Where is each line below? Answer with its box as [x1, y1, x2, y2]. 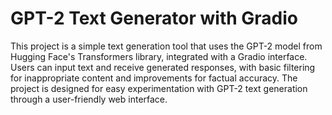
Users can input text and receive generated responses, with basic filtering [10, 61, 316, 73]
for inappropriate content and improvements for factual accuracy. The [10, 72, 298, 84]
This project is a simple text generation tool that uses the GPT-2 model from [10, 40, 323, 52]
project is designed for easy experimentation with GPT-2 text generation [10, 82, 308, 94]
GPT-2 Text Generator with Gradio [10, 7, 299, 30]
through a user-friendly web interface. [10, 93, 168, 105]
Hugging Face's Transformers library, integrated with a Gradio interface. [10, 50, 308, 62]
